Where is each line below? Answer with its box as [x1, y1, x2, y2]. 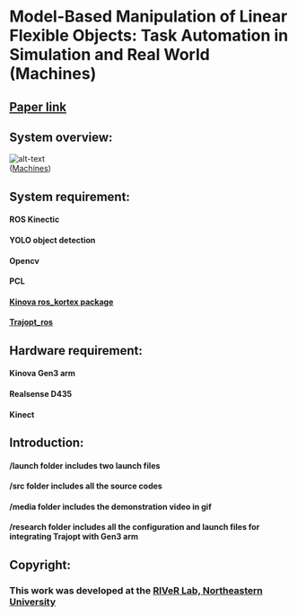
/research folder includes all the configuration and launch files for [9, 522, 260, 532]
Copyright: [9, 557, 72, 572]
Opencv [9, 255, 40, 266]
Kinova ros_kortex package [9, 296, 114, 307]
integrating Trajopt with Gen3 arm [9, 532, 139, 542]
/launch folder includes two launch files [9, 460, 161, 471]
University [9, 595, 57, 608]
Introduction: [9, 435, 84, 450]
